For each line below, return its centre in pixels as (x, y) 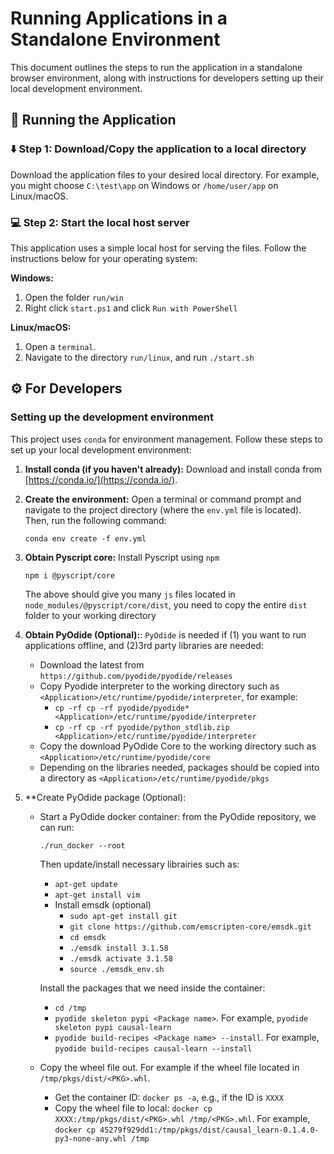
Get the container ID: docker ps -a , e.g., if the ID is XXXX (169, 1097)
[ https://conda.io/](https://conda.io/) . (101, 479)
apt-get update (86, 884)
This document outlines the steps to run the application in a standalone (156, 67)
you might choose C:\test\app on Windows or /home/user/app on (144, 185)
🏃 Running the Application (93, 120)
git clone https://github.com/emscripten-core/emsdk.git (190, 927)
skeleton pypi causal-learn (113, 1027)
